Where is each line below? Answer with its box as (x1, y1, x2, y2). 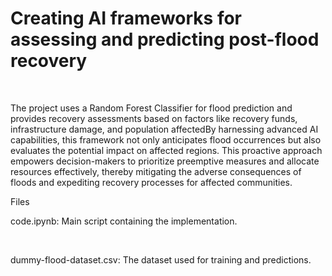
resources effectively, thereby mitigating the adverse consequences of (10, 165, 302, 177)
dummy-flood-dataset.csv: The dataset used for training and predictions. (10, 253, 312, 266)
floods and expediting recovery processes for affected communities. (10, 176, 293, 188)
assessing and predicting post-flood (10, 28, 320, 51)
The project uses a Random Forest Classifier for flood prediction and (10, 102, 293, 114)
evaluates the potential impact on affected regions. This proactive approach (10, 144, 323, 156)
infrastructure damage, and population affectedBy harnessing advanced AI (10, 123, 319, 135)
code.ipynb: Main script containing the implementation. (10, 215, 238, 227)
